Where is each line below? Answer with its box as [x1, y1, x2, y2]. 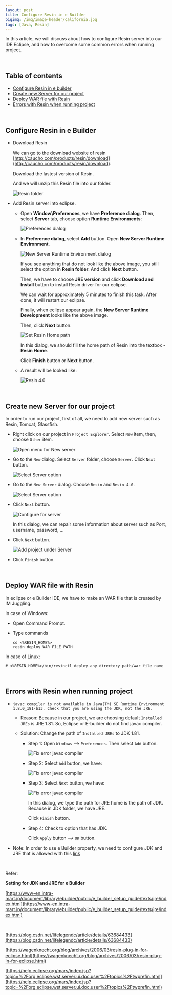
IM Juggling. [5, 600, 32, 606]
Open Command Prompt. [12, 620, 66, 626]
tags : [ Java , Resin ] [5, 22, 50, 27]
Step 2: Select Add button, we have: [28, 760, 102, 766]
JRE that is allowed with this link [12, 851, 80, 857]
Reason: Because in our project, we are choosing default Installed [20, 715, 162, 721]
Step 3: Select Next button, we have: [28, 780, 105, 786]
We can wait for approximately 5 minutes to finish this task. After [20, 291, 157, 298]
